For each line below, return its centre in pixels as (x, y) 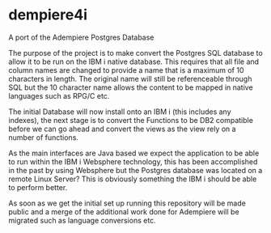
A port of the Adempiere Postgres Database (81, 37)
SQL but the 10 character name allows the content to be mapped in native (131, 87)
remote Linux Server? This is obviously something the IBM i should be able (133, 179)
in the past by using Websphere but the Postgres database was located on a (135, 170)
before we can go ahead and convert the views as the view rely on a (122, 129)
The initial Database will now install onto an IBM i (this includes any (120, 112)
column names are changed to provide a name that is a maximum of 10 (126, 70)
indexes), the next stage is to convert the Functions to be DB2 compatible (131, 120)
